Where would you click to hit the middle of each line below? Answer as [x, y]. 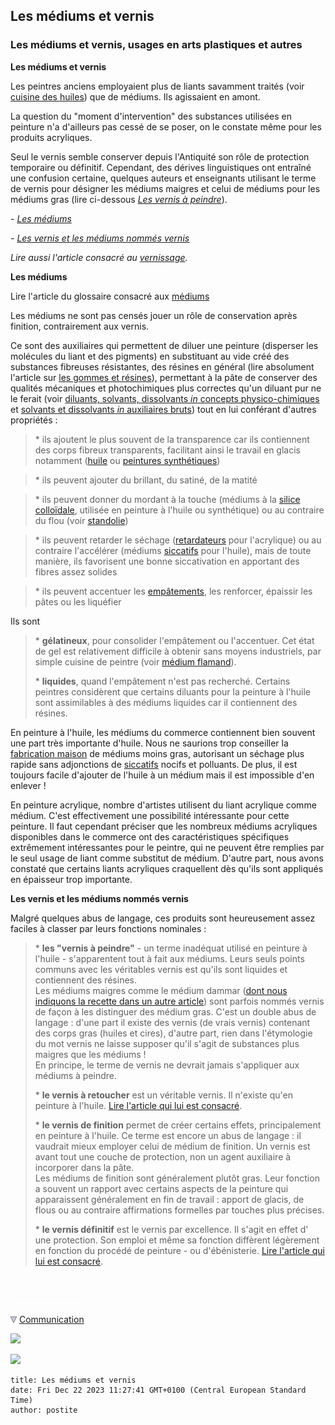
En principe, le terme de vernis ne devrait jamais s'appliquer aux [167, 1065]
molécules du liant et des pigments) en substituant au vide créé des [150, 356]
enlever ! [28, 785]
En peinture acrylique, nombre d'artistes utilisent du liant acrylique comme [163, 805]
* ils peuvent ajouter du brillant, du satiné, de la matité [146, 480]
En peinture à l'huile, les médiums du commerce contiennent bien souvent [163, 732]
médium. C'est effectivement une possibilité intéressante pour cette [150, 815]
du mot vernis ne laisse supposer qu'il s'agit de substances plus [167, 1043]
